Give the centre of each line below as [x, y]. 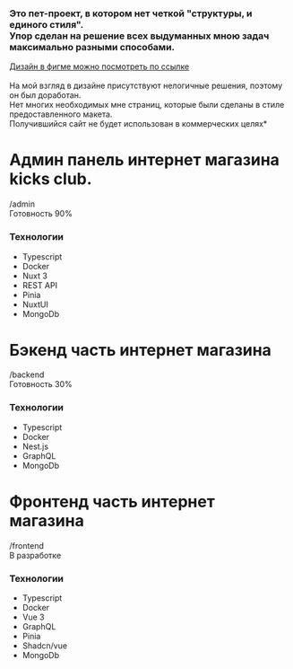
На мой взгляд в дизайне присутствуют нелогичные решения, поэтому [146, 86]
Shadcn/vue [45, 646]
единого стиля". [47, 24]
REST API [40, 285]
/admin [22, 204]
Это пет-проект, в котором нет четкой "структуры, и [131, 13]
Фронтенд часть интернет [112, 502]
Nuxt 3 [34, 276]
